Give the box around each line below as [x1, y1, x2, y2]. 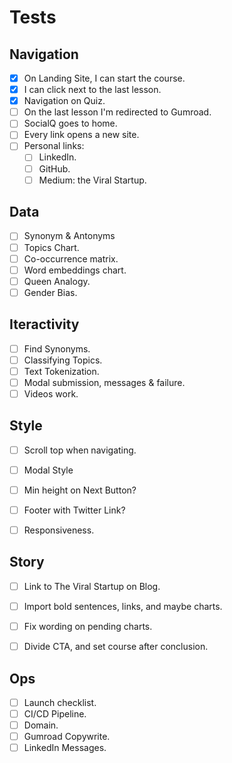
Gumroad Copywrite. [23, 731, 111, 743]
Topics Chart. [23, 241, 80, 253]
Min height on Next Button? [23, 484, 137, 496]
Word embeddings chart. [23, 264, 127, 276]
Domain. [23, 719, 59, 731]
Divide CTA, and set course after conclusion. [23, 641, 209, 653]
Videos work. [23, 387, 79, 400]
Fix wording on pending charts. [23, 621, 153, 632]
